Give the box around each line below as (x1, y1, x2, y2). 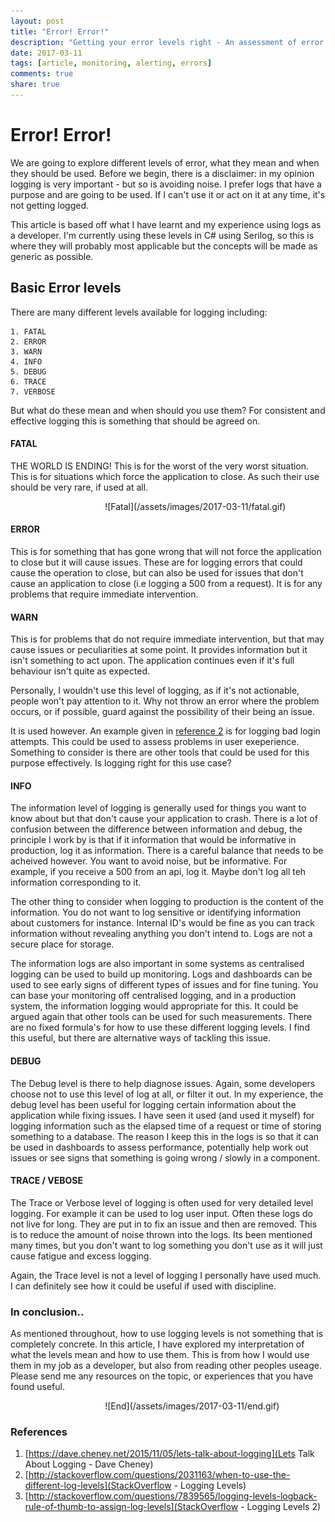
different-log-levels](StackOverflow (24, 1480, 172, 1492)
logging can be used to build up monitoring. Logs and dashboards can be (10, 968, 313, 980)
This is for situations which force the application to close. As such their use (10, 470, 320, 482)
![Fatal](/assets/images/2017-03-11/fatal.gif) (104, 500, 287, 512)
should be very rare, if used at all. (10, 481, 149, 493)
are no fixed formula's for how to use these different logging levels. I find (10, 1021, 310, 1034)
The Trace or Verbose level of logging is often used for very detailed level (10, 1196, 314, 1209)
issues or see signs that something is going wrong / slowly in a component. (10, 1151, 321, 1164)
